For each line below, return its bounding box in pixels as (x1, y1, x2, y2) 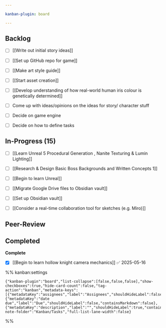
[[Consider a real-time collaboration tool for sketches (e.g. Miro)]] (12, 205, 146, 211)
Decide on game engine (12, 112, 61, 118)
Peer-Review (5, 220, 46, 228)
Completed (5, 237, 41, 245)
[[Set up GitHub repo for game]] (12, 58, 78, 64)
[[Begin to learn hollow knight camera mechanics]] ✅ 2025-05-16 (12, 260, 146, 265)
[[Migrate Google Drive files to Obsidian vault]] (12, 185, 108, 191)
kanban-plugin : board (5, 11, 50, 16)
